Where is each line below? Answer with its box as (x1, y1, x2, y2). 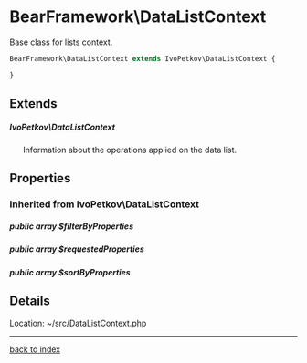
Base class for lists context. (9, 36, 113, 47)
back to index (9, 344, 61, 355)
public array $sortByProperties (9, 266, 131, 277)
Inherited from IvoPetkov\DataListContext (9, 198, 199, 211)
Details (9, 294, 50, 309)
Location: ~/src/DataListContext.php (9, 317, 147, 328)
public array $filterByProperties (9, 221, 134, 232)
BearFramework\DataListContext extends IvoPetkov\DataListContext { (9, 54, 276, 63)
